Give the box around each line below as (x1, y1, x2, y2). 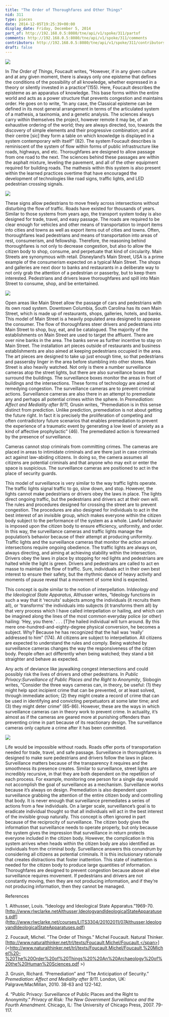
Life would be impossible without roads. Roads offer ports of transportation (5, 744, 161, 750)
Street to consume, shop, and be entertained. (5, 280, 100, 287)
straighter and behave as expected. (5, 656, 79, 662)
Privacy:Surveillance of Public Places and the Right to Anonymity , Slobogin (5, 676, 161, 683)
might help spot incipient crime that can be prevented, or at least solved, (5, 687, 156, 693)
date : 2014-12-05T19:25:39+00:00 (5, 21, 75, 27)
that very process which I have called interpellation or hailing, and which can (5, 607, 164, 613)
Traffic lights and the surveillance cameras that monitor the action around (5, 539, 157, 545)
